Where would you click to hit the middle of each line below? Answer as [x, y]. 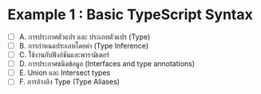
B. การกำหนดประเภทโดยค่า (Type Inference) [84, 46]
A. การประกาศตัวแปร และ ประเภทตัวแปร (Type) [85, 37]
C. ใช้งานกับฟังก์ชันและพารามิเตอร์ [64, 55]
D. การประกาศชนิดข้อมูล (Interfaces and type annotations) [107, 64]
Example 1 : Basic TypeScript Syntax [130, 15]
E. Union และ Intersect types [65, 72]
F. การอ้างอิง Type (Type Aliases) [69, 82]
